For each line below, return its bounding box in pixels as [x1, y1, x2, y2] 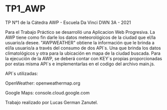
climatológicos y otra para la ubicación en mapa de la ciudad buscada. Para [5, 50, 161, 56]
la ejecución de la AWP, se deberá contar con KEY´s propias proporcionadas [5, 55, 163, 61]
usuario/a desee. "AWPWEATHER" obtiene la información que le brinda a [5, 39, 155, 45]
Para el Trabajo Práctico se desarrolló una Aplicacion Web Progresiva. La [5, 29, 156, 35]
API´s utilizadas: [5, 70, 38, 76]
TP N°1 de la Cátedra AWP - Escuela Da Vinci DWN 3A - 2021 [5, 19, 131, 25]
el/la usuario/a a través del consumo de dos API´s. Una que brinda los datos [5, 45, 161, 51]
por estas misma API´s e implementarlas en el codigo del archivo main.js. [5, 61, 156, 67]
